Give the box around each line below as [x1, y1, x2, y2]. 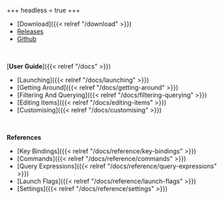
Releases [16, 28, 44, 35]
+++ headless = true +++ [6, 6, 81, 14]
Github [16, 35, 37, 43]
